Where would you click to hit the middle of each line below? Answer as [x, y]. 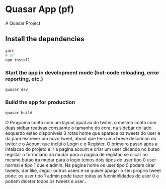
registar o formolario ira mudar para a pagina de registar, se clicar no [77, 154]
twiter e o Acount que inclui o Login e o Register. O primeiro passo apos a [81, 144]
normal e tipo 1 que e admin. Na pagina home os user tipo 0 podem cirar [80, 165]
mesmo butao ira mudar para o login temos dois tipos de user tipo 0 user [81, 160]
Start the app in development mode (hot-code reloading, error [82, 73]
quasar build [19, 113]
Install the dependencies [45, 39]
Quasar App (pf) [40, 9]
